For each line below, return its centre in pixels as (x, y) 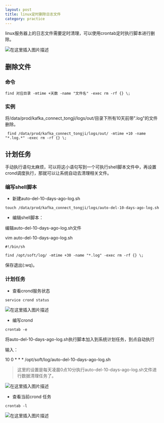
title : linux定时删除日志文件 (33, 14)
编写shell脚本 (21, 187)
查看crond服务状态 (31, 291)
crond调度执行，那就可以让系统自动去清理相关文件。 (58, 173)
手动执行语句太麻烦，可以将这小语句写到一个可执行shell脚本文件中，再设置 (81, 167)
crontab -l (16, 406)
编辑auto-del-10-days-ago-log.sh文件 (43, 228)
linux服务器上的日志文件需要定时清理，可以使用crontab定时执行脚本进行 (78, 33)
